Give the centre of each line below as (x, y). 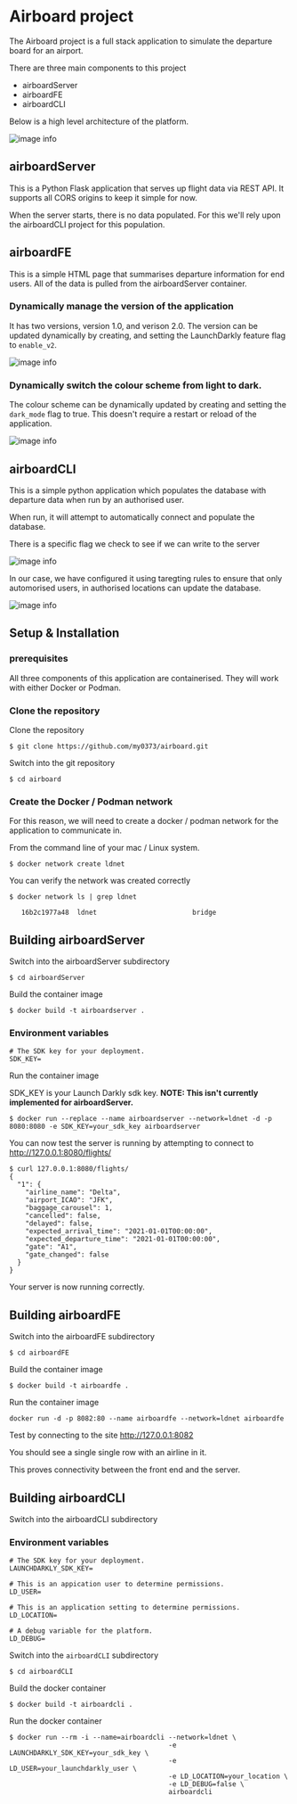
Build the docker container (58, 1688)
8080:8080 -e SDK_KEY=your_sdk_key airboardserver (105, 1127)
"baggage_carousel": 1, (69, 1208)
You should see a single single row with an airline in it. (108, 1453)
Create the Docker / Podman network (91, 802)
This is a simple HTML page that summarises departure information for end (147, 274)
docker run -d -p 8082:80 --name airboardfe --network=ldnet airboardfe (147, 1419)
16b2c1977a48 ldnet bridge (119, 913)
